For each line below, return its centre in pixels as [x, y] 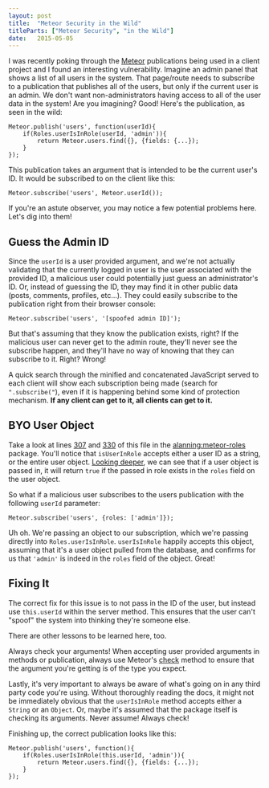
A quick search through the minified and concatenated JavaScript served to [134, 375]
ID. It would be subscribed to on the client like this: [92, 178]
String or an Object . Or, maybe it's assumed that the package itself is [123, 709]
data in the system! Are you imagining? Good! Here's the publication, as [126, 104]
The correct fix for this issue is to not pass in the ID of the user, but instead [132, 602]
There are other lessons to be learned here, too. [88, 635]
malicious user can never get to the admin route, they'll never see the [123, 342]
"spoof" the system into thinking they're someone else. [100, 620]
